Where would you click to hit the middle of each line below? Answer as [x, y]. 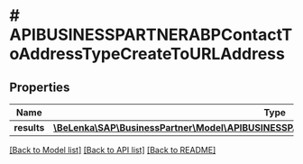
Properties [40, 87]
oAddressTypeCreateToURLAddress [147, 54]
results [29, 128]
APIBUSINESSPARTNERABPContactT [151, 35]
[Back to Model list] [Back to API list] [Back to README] [113, 150]
